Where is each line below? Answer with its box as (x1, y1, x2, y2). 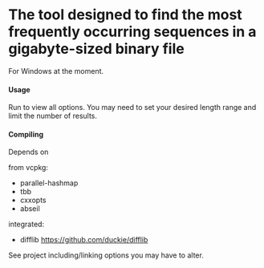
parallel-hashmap (19, 178, 79, 188)
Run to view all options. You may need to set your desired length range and (8, 103, 257, 112)
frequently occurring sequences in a (8, 22, 257, 41)
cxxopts (19, 195, 47, 205)
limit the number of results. (8, 111, 98, 121)
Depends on (8, 147, 49, 157)
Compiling (8, 129, 44, 139)
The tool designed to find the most (8, 6, 242, 24)
